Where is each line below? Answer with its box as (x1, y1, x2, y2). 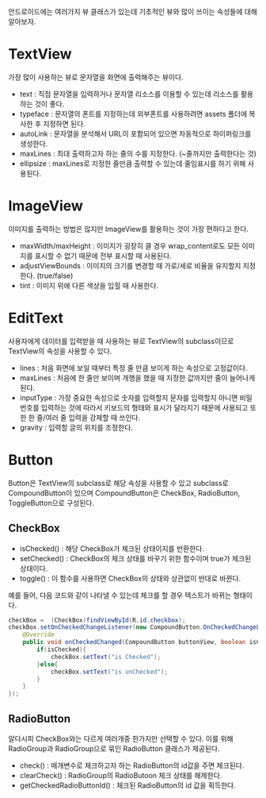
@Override (22, 630, 55, 639)
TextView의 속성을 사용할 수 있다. (8, 346, 112, 356)
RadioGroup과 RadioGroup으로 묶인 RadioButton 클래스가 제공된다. (8, 744, 220, 753)
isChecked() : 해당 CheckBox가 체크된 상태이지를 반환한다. (19, 543, 204, 553)
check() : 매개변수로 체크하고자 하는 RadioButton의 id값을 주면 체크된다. (19, 761, 245, 770)
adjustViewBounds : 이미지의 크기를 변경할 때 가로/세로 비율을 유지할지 (19, 260, 241, 270)
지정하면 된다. (43, 118, 85, 129)
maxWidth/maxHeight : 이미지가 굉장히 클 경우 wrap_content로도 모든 (19, 241, 241, 250)
